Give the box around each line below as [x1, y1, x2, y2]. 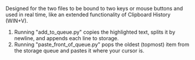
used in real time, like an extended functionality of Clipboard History [5, 11, 171, 18]
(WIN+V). [5, 17, 28, 24]
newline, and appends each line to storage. [14, 35, 119, 41]
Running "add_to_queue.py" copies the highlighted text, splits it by [14, 29, 176, 36]
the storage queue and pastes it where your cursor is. [14, 47, 145, 54]
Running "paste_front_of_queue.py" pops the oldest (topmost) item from [14, 41, 190, 48]
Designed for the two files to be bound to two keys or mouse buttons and [5, 5, 183, 12]
